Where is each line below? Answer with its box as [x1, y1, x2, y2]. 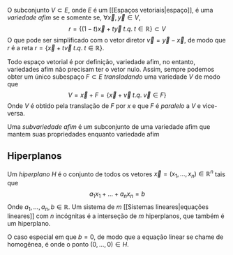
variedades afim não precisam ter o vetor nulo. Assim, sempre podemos [7, 65, 215, 73]
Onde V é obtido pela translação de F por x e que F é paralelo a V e [7, 102, 201, 110]
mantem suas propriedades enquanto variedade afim [7, 130, 160, 138]
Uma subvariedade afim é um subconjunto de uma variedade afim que [7, 123, 211, 131]
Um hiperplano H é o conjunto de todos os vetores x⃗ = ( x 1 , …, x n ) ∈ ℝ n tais [7, 169, 225, 180]
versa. [7, 109, 26, 117]
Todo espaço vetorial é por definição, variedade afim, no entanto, [7, 58, 195, 65]
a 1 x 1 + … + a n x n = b [89, 190, 145, 200]
